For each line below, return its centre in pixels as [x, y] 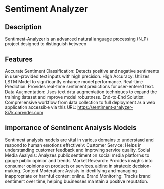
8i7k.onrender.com [24, 112]
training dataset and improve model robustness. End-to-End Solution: [75, 97]
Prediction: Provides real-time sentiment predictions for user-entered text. [80, 86]
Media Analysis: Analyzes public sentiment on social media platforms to [77, 155]
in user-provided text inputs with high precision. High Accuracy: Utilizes [77, 76]
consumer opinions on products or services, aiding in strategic [68, 166]
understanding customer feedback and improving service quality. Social [78, 150]
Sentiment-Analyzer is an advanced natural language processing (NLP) [77, 39]
